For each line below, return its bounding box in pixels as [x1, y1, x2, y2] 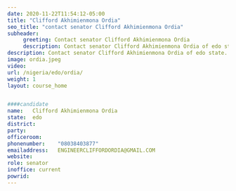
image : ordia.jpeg [7, 56, 61, 63]
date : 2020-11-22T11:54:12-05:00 [7, 10, 105, 18]
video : [7, 62, 27, 70]
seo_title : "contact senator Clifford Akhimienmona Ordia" [7, 23, 184, 30]
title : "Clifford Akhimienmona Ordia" [7, 17, 121, 24]
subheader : [7, 29, 39, 37]
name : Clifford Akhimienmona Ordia [7, 107, 118, 114]
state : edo [7, 114, 42, 121]
